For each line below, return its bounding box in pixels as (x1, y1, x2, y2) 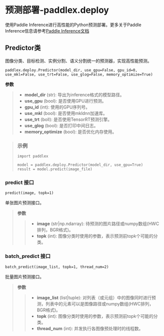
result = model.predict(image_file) (17, 167, 93, 172)
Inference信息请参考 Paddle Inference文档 (5, 28, 90, 34)
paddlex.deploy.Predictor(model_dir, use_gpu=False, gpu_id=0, (5, 68, 138, 73)
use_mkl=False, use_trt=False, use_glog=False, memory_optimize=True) (5, 72, 153, 77)
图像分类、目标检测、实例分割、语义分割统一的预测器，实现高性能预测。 (5, 58, 152, 64)
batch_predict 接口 (5, 253, 51, 260)
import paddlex (17, 154, 49, 159)
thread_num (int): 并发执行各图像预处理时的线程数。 (36, 325, 144, 331)
